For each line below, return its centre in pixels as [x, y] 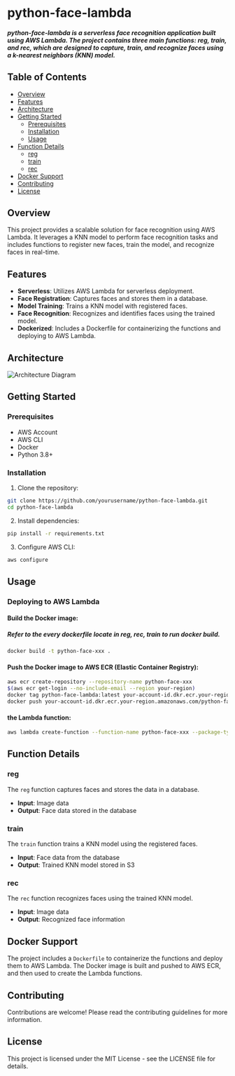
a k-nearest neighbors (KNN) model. [61, 55]
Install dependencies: [48, 520]
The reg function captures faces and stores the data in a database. [104, 789]
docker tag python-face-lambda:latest [64, 695]
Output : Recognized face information [71, 920]
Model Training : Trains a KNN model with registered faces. [102, 306]
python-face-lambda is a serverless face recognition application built [112, 32]
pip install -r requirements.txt [56, 533]
